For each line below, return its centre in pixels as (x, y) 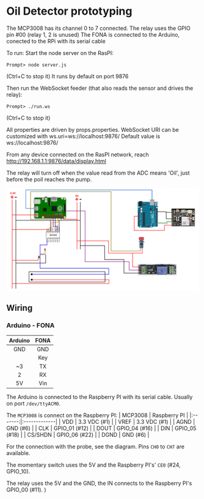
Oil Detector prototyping (69, 11)
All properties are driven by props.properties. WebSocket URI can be (93, 129)
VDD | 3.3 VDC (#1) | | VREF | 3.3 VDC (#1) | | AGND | (129, 421)
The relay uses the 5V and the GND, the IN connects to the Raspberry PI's (99, 483)
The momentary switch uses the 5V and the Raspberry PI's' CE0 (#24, (94, 465)
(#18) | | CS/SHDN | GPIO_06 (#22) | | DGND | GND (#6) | (78, 434)
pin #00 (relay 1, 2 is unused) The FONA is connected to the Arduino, (93, 34)
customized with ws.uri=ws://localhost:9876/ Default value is (83, 136)
